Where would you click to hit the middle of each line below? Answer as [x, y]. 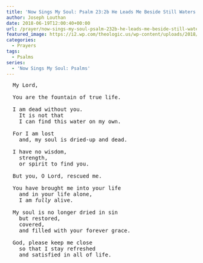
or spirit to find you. [54, 164]
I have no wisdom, [40, 152]
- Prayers [24, 46]
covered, [32, 225]
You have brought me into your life [67, 188]
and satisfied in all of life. [65, 255]
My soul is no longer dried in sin [65, 212]
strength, [34, 158]
